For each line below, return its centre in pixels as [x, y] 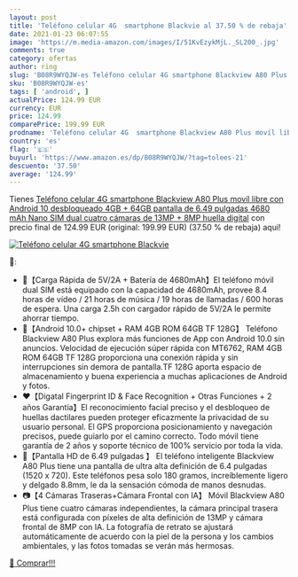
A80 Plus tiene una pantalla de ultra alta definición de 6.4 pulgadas [145, 466]
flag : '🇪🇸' [31, 149]
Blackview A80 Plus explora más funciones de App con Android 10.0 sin [153, 339]
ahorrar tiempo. [51, 318]
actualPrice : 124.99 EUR [55, 100]
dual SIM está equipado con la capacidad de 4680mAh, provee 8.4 [145, 290]
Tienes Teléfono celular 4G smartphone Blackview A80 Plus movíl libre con [146, 199]
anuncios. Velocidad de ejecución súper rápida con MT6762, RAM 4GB [152, 348]
